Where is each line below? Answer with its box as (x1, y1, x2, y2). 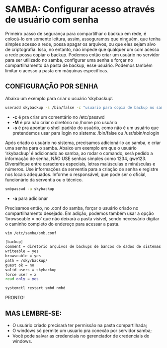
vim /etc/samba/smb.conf (5, 230, 57, 235)
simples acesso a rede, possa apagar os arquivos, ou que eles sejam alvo (5, 41, 156, 47)
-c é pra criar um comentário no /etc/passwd (12, 114, 105, 120)
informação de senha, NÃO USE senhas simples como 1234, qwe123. (5, 156, 147, 162)
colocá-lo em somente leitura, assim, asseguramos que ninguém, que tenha (5, 36, 161, 42)
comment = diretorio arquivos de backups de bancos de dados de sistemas (5, 244, 162, 249)
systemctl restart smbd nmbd (5, 286, 66, 291)
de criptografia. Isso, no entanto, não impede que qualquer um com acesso (5, 46, 160, 52)
